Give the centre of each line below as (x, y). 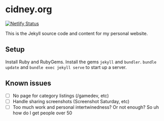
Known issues (28, 83)
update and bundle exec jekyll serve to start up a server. (66, 67)
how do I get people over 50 (42, 113)
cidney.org (29, 9)
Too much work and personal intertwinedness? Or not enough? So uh (86, 107)
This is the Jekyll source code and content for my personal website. (77, 33)
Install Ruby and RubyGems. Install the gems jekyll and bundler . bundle (81, 62)
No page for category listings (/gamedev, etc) (61, 95)
